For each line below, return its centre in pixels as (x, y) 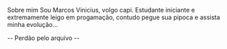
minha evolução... (33, 24)
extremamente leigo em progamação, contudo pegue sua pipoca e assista (114, 17)
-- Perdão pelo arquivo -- (44, 38)
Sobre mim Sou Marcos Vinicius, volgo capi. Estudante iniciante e (101, 10)
